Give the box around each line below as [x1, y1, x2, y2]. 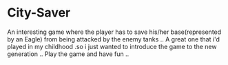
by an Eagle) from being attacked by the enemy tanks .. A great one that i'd [7, 35, 220, 43]
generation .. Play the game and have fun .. [7, 50, 129, 58]
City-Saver [7, 5, 71, 21]
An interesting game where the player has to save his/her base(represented [7, 28, 222, 36]
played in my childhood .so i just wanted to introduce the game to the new [7, 42, 217, 50]
